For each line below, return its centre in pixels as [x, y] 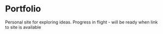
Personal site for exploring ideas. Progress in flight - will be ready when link [81, 22]
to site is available [23, 27]
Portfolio [23, 9]
